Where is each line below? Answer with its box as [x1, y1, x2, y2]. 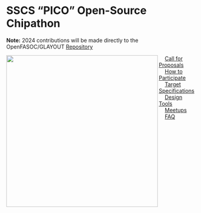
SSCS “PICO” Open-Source [6, 4, 147, 18]
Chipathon [6, 16, 61, 30]
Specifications [159, 87, 195, 94]
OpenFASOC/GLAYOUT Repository [6, 43, 93, 50]
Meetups [164, 106, 187, 113]
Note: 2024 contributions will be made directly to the [6, 36, 139, 44]
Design [164, 93, 183, 101]
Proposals [159, 61, 184, 69]
